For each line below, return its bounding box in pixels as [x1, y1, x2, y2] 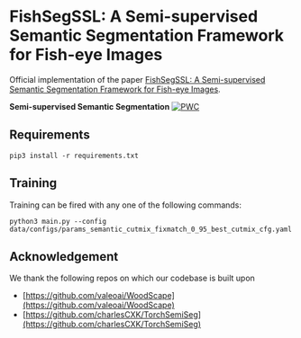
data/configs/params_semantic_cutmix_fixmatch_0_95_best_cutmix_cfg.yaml [9, 225, 293, 234]
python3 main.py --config [9, 217, 106, 226]
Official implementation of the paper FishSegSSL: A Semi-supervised [9, 74, 266, 84]
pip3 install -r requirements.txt [9, 151, 140, 160]
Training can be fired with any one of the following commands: [9, 200, 242, 210]
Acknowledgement [9, 249, 119, 264]
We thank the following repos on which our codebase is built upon [9, 272, 255, 284]
